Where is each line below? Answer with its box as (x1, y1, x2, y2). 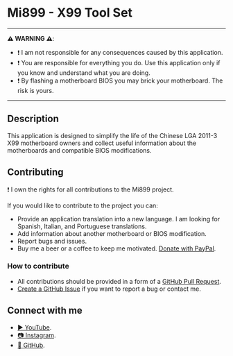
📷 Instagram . (17, 331, 56, 339)
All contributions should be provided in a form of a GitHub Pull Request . (17, 277, 222, 285)
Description (7, 113, 59, 125)
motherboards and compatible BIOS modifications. (7, 146, 152, 154)
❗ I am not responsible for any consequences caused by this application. (17, 48, 223, 56)
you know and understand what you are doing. (17, 68, 150, 77)
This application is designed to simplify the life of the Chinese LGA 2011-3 (7, 131, 218, 139)
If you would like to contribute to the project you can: (7, 201, 158, 210)
